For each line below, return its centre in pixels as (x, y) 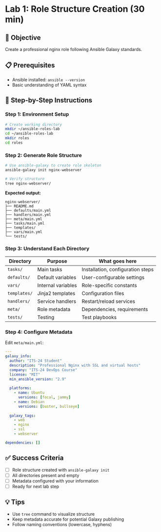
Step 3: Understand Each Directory (47, 248)
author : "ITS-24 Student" (36, 361)
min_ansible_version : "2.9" (38, 379)
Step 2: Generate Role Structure (43, 155)
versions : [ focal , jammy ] (44, 398)
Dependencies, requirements (115, 309)
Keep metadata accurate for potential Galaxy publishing (68, 519)
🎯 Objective (23, 38)
